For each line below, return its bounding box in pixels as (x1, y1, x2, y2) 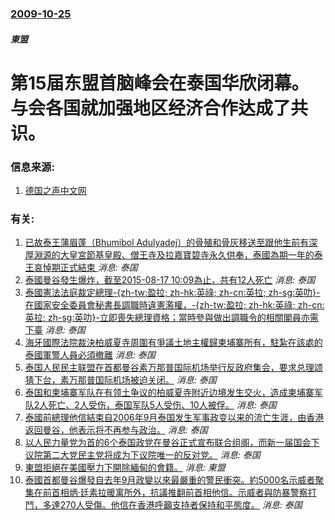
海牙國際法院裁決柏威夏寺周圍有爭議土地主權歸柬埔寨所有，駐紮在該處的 (24, 337, 323, 349)
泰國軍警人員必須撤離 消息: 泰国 (24, 349, 156, 361)
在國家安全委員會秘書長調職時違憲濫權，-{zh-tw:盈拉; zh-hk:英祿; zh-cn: (24, 299, 325, 311)
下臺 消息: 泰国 (24, 324, 86, 336)
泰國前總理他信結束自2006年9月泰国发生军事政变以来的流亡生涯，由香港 (24, 412, 325, 424)
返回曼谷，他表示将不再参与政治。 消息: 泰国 (24, 424, 208, 436)
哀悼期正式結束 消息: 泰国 (33, 262, 138, 274)
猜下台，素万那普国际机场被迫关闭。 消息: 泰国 (24, 374, 217, 386)
